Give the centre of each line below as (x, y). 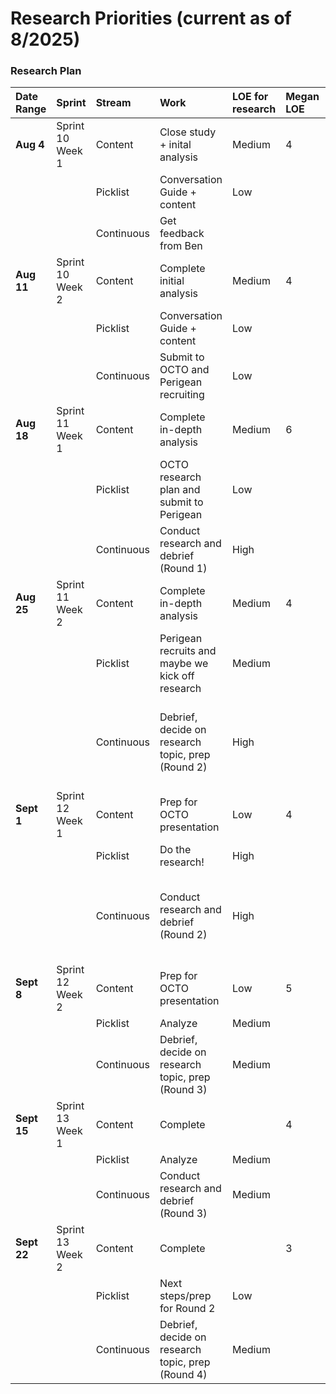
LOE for (250, 97)
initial (172, 281)
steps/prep (185, 1296)
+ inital (175, 145)
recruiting (182, 395)
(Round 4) (183, 1375)
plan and (180, 490)
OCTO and (184, 370)
